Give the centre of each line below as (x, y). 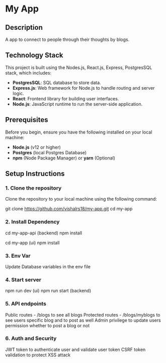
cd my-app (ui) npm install (32, 243)
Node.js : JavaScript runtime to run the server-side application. (77, 104)
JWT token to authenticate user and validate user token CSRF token (75, 349)
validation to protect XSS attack (38, 355)
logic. (18, 93)
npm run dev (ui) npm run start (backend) (48, 291)
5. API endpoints (26, 304)
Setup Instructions (35, 174)
